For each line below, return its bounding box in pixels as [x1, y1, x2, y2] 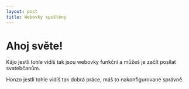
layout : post [6, 8, 38, 15]
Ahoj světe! [6, 39, 63, 53]
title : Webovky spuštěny [6, 14, 67, 20]
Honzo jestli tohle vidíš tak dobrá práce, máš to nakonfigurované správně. [6, 76, 184, 83]
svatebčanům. [6, 65, 41, 72]
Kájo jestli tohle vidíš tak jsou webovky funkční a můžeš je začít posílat [6, 59, 177, 66]
